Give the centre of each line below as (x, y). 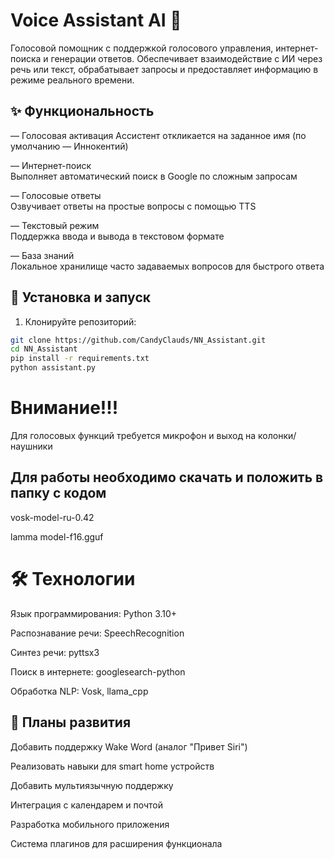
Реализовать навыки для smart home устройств (112, 766)
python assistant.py (53, 368)
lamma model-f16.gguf (57, 536)
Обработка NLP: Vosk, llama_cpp (79, 691)
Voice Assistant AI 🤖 (96, 20)
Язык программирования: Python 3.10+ (94, 613)
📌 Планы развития (71, 722)
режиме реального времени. (72, 80)
